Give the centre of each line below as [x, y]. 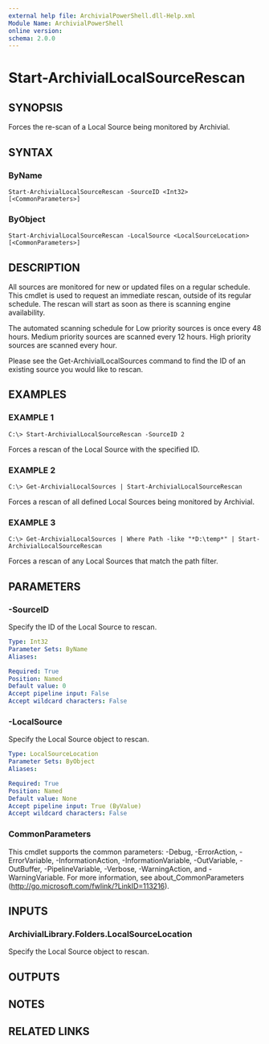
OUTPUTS [34, 977]
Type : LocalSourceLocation [53, 754]
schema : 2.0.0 [32, 38]
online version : [35, 31]
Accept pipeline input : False [59, 694]
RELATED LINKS [49, 1032]
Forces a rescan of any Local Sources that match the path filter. [113, 561]
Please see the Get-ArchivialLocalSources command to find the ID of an [127, 361]
